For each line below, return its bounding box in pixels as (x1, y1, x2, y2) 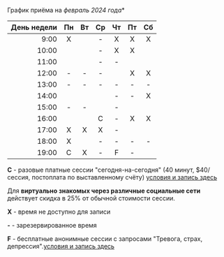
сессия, (7, 173, 31, 181)
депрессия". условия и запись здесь (7, 242, 115, 250)
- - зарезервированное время (7, 221, 98, 229)
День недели (10, 22, 57, 32)
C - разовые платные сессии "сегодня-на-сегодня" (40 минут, (7, 166, 195, 174)
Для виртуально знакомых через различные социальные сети (7, 186, 201, 195)
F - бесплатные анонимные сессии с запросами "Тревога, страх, (7, 235, 203, 243)
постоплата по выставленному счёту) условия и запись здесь (31, 173, 218, 181)
